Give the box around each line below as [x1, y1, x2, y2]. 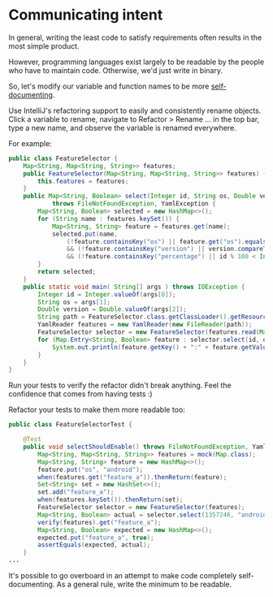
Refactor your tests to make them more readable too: [8, 404, 185, 415]
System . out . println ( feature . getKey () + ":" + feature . [51, 343, 242, 351]
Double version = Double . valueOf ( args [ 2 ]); [37, 305, 187, 314]
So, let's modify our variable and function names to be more [8, 81, 210, 91]
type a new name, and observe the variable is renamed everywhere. [8, 123, 237, 132]
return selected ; [37, 268, 96, 276]
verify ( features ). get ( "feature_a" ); [37, 518, 162, 526]
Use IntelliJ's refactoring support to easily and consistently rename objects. [8, 106, 262, 115]
